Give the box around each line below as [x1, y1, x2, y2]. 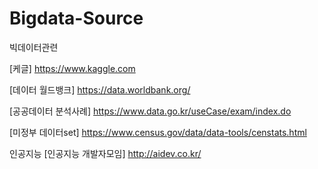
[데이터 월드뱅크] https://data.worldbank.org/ [9, 83, 191, 96]
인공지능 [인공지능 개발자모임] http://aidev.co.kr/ [9, 147, 202, 159]
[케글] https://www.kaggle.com [9, 62, 136, 74]
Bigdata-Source [9, 7, 144, 30]
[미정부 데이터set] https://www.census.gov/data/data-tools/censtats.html [9, 126, 307, 138]
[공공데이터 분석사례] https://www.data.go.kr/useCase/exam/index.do [9, 105, 292, 117]
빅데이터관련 [9, 41, 59, 53]
